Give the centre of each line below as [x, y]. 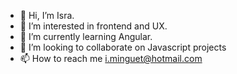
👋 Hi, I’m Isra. [47, 15]
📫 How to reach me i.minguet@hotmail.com [111, 58]
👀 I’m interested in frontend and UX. [93, 26]
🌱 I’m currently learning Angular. [86, 36]
